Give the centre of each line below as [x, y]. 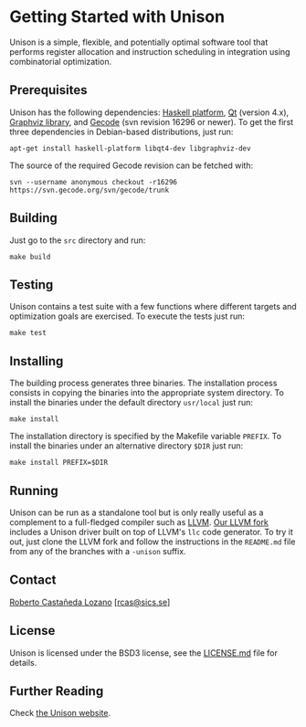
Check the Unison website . [60, 713]
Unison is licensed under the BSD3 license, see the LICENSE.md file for [144, 653]
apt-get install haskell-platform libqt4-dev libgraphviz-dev [130, 148]
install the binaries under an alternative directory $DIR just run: [127, 446]
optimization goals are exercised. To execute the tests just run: [127, 316]
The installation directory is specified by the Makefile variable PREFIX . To [145, 437]
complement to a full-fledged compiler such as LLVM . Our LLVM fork [139, 522]
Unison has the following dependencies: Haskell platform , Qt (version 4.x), [149, 112]
